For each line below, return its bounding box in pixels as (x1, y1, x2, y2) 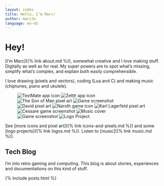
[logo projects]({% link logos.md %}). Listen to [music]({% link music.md (5, 128, 152, 134)
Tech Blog (5, 147, 37, 156)
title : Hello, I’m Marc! (5, 12, 56, 17)
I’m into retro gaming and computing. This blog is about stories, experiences (5, 161, 159, 166)
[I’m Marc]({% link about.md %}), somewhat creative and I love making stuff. (5, 58, 160, 64)
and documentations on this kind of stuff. (5, 166, 88, 171)
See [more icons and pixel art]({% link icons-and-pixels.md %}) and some (5, 123, 155, 129)
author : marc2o (5, 16, 36, 21)
